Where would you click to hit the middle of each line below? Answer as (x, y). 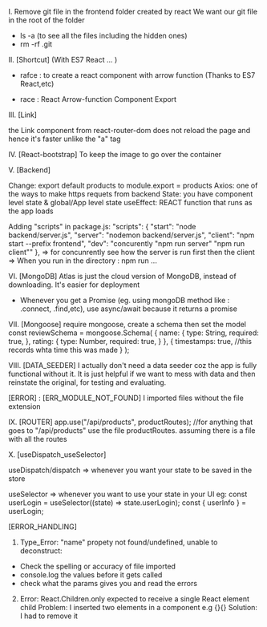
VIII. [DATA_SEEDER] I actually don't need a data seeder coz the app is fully (133, 365)
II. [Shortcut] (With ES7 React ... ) (63, 60)
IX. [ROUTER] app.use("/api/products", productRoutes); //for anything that (131, 422)
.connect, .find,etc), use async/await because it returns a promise (129, 309)
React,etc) (37, 84)
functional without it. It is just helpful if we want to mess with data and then (132, 374)
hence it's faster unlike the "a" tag (65, 139)
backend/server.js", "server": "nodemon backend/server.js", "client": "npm (131, 235)
